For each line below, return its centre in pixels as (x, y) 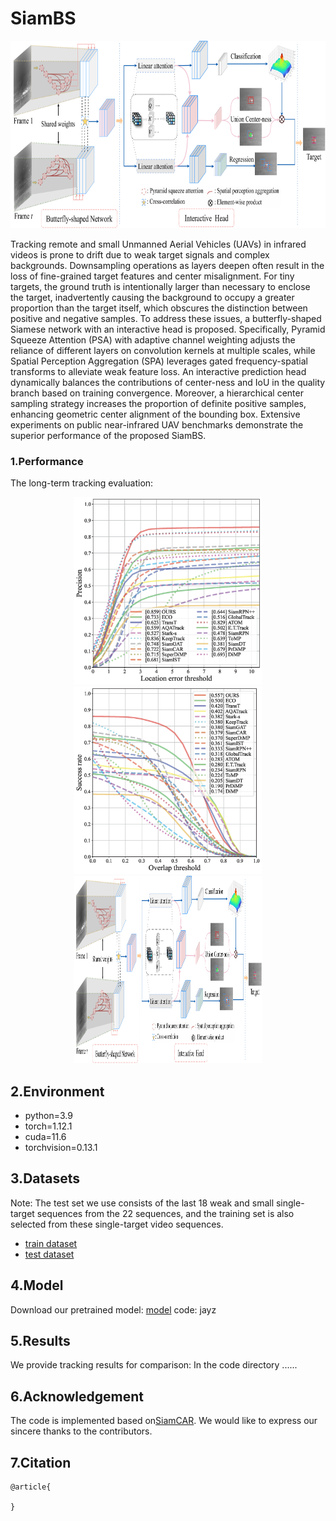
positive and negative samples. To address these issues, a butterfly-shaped (166, 318)
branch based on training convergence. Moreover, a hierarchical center (157, 393)
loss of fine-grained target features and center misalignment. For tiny (152, 276)
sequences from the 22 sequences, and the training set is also (165, 1213)
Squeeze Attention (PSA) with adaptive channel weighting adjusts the (153, 339)
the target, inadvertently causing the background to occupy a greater (152, 297)
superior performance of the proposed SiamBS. (108, 435)
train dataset (51, 1243)
